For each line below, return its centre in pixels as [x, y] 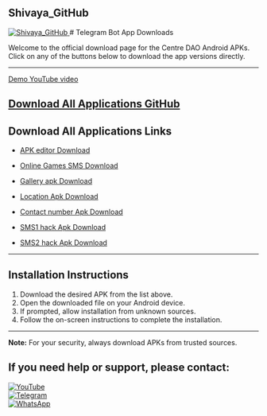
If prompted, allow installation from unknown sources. [108, 311]
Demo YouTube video [43, 79]
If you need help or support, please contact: [119, 368]
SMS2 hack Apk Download [63, 243]
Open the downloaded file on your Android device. [102, 302]
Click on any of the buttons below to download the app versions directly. [127, 56]
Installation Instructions [69, 275]
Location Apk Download [59, 196]
